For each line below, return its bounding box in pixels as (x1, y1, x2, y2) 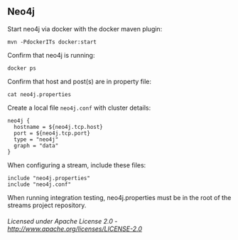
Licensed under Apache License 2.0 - (7, 217, 118, 226)
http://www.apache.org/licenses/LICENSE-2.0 (7, 224, 143, 234)
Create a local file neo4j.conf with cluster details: (7, 103, 151, 112)
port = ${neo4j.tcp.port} (13, 130, 91, 137)
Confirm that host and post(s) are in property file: (7, 77, 151, 85)
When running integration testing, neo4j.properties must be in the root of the (7, 193, 232, 202)
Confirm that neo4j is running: (7, 51, 95, 59)
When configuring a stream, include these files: (7, 160, 146, 169)
